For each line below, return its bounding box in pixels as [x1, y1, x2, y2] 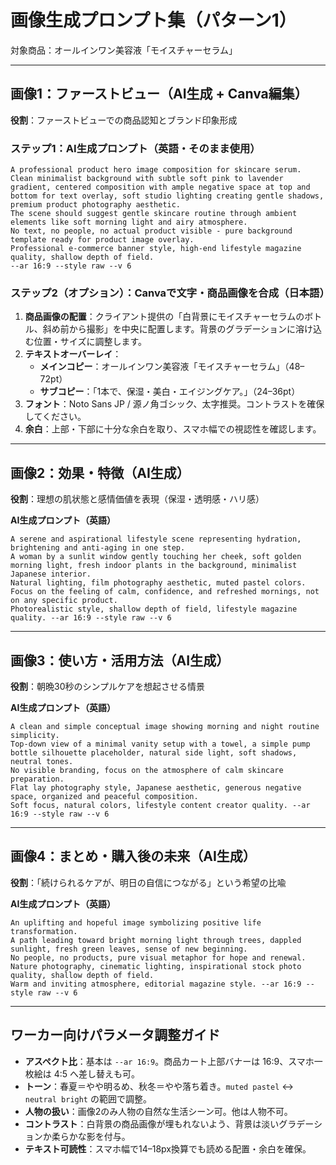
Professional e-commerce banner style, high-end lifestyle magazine [10, 244, 302, 254]
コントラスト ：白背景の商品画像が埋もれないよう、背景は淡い [24, 1117, 280, 1130]
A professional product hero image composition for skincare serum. [10, 165, 302, 175]
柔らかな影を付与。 [51, 1130, 131, 1142]
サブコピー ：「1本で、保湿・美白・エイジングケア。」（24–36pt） [39, 386, 301, 398]
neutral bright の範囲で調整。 [24, 1092, 152, 1105]
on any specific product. [10, 596, 118, 606]
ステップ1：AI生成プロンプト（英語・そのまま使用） [10, 141, 261, 155]
